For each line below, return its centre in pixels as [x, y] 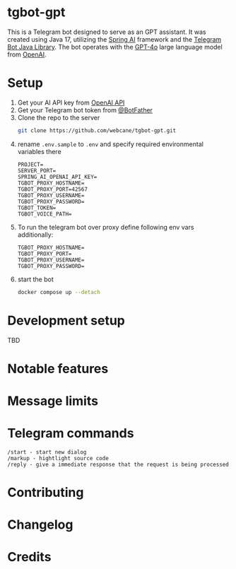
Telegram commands [71, 434]
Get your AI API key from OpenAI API [71, 102]
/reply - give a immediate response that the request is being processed [118, 464]
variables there [39, 151]
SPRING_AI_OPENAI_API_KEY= [57, 177]
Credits [29, 557]
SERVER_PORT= [37, 170]
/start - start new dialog [47, 452]
